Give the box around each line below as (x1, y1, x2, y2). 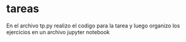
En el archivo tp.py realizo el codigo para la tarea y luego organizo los (6, 22, 181, 29)
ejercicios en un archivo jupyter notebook (6, 28, 110, 35)
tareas (6, 2, 39, 16)
